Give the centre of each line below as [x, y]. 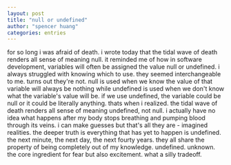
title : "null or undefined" [48, 20]
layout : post [26, 13]
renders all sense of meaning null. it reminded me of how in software [104, 60]
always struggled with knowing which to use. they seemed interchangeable [114, 74]
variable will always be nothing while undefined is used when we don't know [116, 89]
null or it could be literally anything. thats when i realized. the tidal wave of [112, 103]
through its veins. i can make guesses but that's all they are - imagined [108, 125]
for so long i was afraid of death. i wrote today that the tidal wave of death [112, 52]
